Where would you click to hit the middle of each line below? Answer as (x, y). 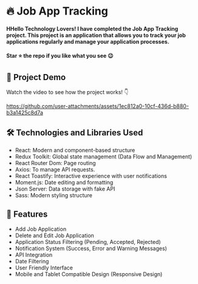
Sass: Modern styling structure (54, 195)
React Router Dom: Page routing (55, 163)
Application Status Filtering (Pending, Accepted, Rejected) (88, 242)
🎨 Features (27, 215)
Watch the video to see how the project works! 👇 (67, 92)
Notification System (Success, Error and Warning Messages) (91, 248)
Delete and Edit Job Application (54, 235)
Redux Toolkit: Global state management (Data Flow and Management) (104, 157)
